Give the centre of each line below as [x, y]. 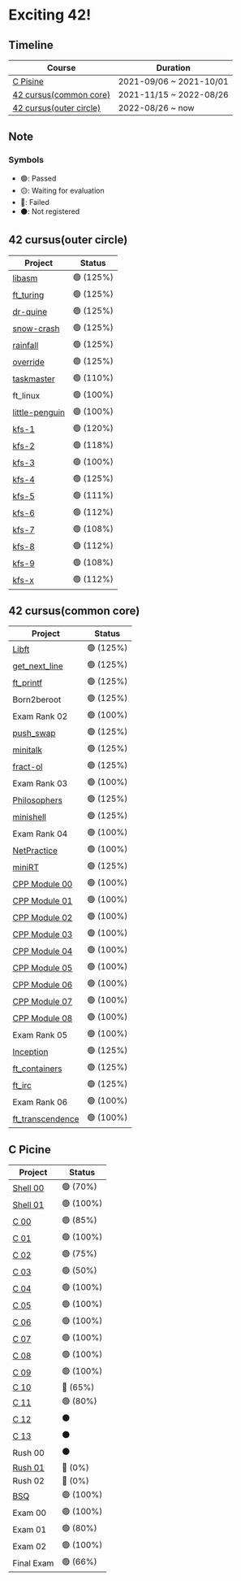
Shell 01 [28, 1204]
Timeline [31, 45]
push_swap [34, 733]
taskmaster [34, 379]
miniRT [26, 867]
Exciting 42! [50, 15]
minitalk [28, 750]
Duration [173, 68]
